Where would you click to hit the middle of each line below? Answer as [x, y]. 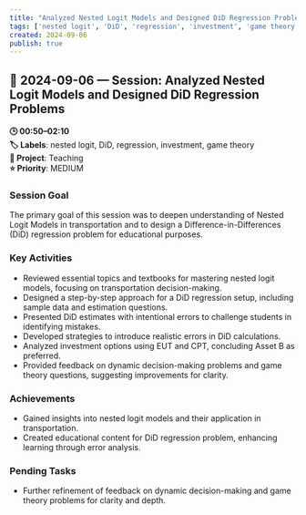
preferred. [41, 355]
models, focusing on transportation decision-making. [122, 287]
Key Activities [41, 258]
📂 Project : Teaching [46, 158]
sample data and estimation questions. [95, 307]
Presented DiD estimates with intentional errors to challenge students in [157, 316]
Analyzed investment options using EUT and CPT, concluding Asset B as [159, 345]
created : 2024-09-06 [49, 35]
